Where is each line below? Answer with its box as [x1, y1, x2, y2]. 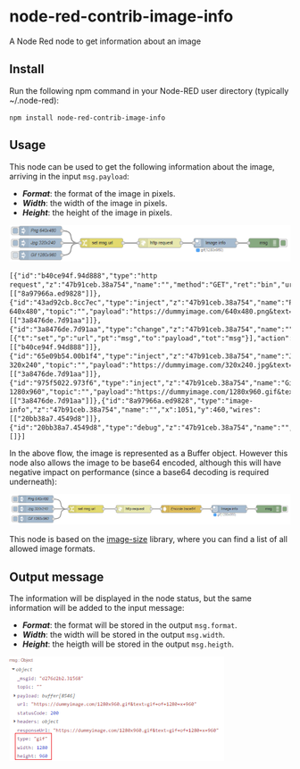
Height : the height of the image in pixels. [21, 207, 172, 218]
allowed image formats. [9, 543, 96, 555]
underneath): [9, 476, 58, 487]
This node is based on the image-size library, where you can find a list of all [9, 534, 288, 545]
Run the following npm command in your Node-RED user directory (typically [9, 85, 289, 96]
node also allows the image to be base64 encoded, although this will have [9, 457, 281, 468]
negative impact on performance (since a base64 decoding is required [9, 466, 270, 477]
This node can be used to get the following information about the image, [9, 161, 275, 171]
